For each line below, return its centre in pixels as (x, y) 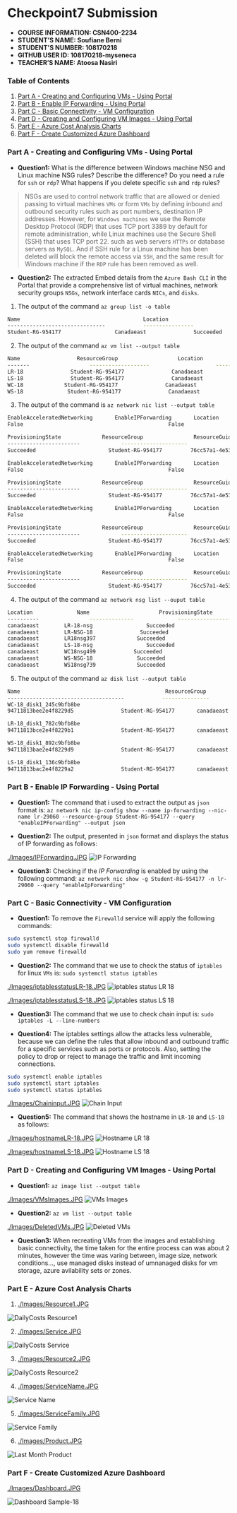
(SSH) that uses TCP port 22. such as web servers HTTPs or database (125, 241)
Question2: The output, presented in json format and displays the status (123, 836)
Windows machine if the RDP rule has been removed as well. (111, 263)
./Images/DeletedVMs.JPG (46, 1226)
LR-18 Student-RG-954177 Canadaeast (105, 372)
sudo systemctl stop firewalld (53, 939)
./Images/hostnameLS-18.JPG (51, 1152)
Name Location (88, 319)
